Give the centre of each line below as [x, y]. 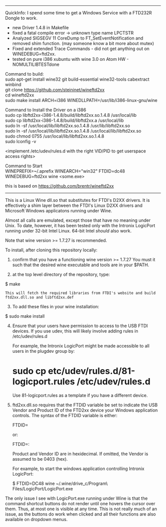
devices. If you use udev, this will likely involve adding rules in [75, 331]
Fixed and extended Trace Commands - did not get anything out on [81, 48]
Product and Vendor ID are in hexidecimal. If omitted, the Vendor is [80, 454]
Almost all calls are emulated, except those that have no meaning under [78, 220]
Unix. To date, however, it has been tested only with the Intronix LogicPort [80, 225]
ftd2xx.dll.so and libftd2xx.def [40, 297]
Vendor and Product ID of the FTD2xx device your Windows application [85, 410]
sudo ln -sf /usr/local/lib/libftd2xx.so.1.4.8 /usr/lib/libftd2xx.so [68, 126]
